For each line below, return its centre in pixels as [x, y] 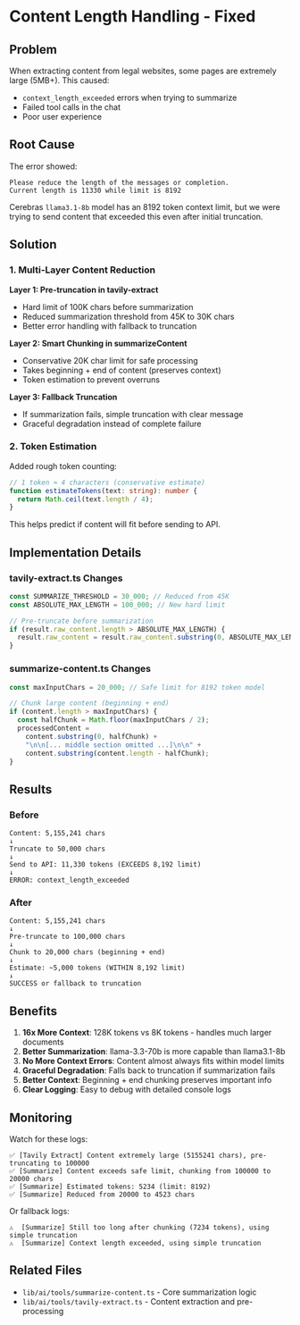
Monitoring [41, 1117]
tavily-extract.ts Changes [66, 578]
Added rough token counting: [63, 465]
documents [43, 1042]
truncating [29, 1163]
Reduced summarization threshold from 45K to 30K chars [128, 316]
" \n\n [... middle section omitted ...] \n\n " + [113, 745]
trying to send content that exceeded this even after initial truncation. [136, 216]
